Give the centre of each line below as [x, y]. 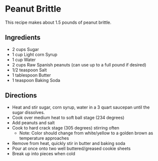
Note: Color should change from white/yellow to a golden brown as [86, 133]
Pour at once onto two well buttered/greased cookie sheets [71, 148]
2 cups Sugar [25, 49]
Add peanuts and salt [33, 123]
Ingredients [23, 38]
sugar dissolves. [28, 112]
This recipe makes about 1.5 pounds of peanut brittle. [58, 22]
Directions [21, 96]
